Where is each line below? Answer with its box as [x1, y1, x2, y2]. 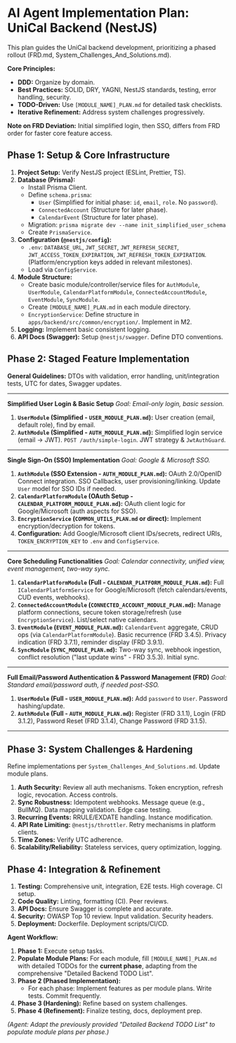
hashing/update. [17, 702, 65, 710]
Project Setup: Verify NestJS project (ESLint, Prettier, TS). [17, 167, 186, 177]
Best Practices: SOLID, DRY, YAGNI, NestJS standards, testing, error [17, 85, 216, 94]
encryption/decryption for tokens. [17, 521, 116, 530]
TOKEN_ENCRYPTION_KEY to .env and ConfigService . [17, 536, 160, 545]
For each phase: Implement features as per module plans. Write [27, 984, 212, 993]
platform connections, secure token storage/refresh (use [17, 607, 182, 617]
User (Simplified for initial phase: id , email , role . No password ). [38, 198, 218, 206]
